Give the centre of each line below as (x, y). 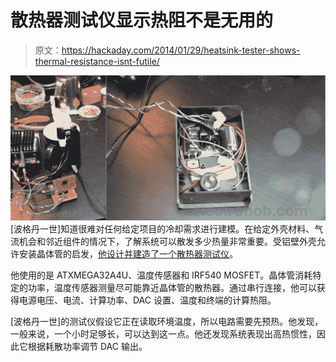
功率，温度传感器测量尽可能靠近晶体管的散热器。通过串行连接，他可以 (172, 287)
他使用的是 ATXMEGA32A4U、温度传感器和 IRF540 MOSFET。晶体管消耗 (161, 275)
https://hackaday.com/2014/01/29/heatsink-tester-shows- (181, 50)
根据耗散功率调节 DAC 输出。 (87, 346)
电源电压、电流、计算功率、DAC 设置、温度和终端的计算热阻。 (147, 300)
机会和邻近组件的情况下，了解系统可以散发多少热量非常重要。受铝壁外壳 (167, 241)
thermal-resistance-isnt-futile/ (97, 61)
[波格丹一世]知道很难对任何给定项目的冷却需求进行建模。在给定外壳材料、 (162, 228)
